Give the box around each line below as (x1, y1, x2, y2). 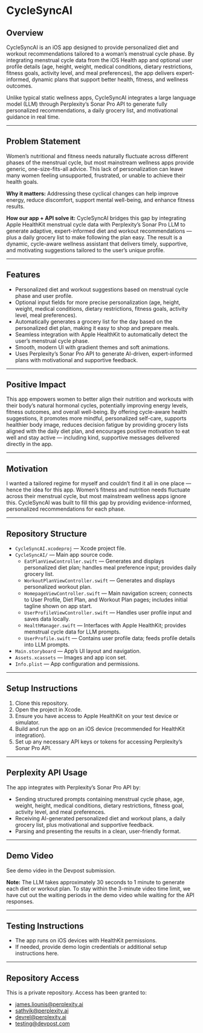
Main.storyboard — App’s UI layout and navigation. (14, 647, 141, 655)
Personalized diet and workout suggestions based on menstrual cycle (14, 285, 188, 293)
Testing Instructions (6, 921, 84, 931)
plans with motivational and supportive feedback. (14, 356, 138, 363)
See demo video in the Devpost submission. (6, 867, 116, 874)
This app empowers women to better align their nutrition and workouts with (6, 395, 194, 403)
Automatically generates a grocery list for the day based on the (14, 318, 173, 325)
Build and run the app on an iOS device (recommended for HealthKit (14, 725, 185, 732)
